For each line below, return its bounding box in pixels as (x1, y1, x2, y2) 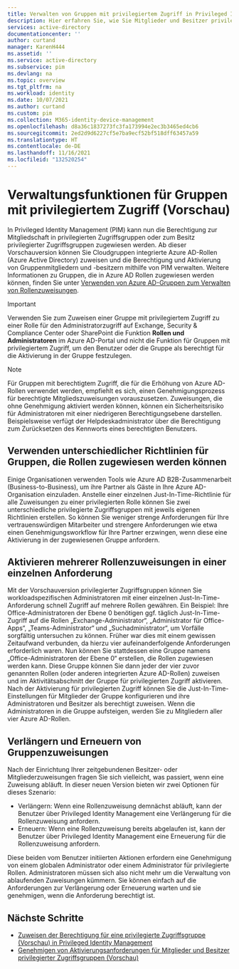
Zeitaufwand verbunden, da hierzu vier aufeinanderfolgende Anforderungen (7, 639, 231, 648)
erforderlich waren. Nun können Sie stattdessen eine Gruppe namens (7, 646, 211, 655)
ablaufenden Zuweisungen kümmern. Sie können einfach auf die (7, 876, 197, 885)
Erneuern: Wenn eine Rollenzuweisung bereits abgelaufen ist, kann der (17, 824, 225, 833)
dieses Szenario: (7, 788, 57, 797)
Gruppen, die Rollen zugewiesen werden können (7, 456, 227, 468)
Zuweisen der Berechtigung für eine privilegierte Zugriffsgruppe (17, 931, 206, 940)
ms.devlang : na (7, 70, 53, 77)
